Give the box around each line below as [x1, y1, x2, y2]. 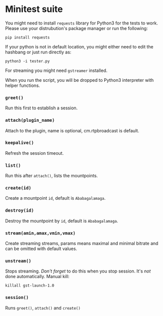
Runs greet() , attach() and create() [5, 305, 81, 311]
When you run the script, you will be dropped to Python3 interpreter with [5, 77, 154, 83]
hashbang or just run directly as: [5, 49, 72, 55]
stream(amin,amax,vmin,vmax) [5, 230, 76, 236]
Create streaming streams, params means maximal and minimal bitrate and [5, 241, 159, 247]
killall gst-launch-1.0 [5, 283, 55, 288]
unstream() [5, 258, 31, 264]
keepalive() [5, 140, 34, 146]
